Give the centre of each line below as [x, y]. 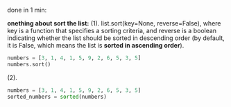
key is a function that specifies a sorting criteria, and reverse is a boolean [112, 31]
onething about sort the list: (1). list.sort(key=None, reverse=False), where [114, 23]
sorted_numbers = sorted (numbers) [57, 97]
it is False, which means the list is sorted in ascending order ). [96, 45]
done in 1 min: [27, 10]
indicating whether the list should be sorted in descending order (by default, [116, 38]
